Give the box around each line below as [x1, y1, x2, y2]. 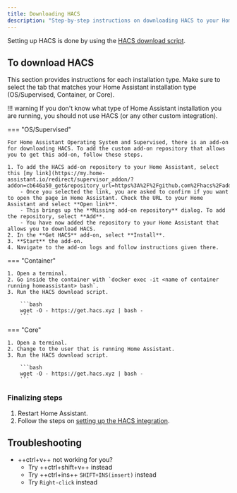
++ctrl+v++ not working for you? [17, 456, 113, 464]
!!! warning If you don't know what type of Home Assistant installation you [7, 104, 222, 113]
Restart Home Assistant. [17, 409, 88, 417]
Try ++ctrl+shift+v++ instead [28, 463, 113, 472]
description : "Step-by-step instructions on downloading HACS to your [7, 17, 219, 24]
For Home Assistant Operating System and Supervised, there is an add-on [7, 139, 229, 146]
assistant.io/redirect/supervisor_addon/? [7, 176, 134, 184]
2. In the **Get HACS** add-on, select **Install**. [7, 232, 166, 239]
